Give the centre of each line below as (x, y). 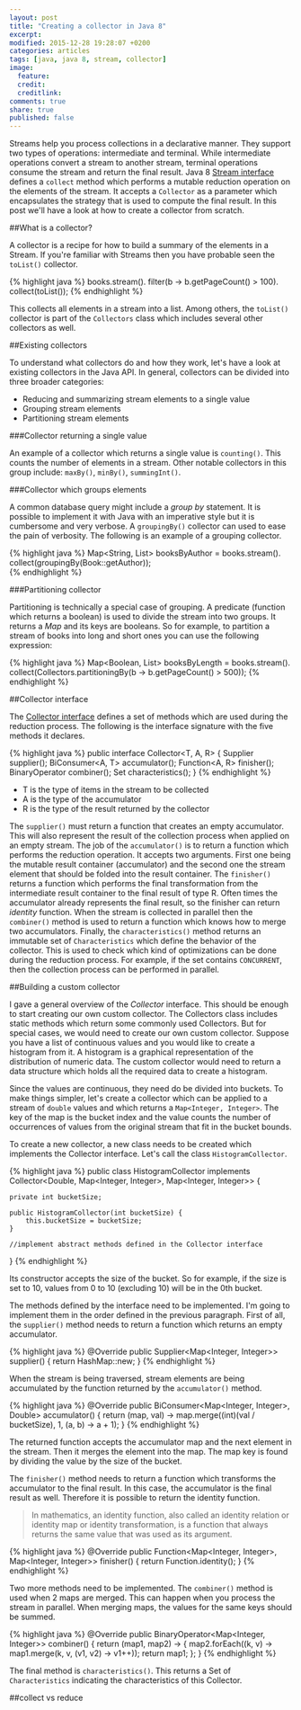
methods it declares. (47, 736)
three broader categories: (57, 382)
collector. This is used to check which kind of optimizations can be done (143, 950)
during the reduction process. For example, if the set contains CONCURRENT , (146, 960)
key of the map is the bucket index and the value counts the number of (140, 1118)
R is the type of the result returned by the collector (116, 809)
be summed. (32, 1617)
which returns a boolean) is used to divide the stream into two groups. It (143, 617)
